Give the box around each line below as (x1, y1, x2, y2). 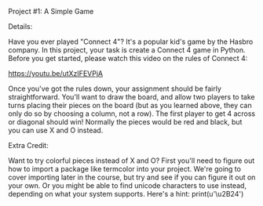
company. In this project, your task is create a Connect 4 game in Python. (8, 45, 246, 54)
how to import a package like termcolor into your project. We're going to (8, 164, 242, 173)
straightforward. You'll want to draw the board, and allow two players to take (8, 92, 255, 101)
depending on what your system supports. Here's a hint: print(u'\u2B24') (8, 190, 244, 198)
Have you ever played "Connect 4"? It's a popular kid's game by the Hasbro (8, 37, 254, 46)
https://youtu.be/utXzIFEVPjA (8, 69, 104, 78)
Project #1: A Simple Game (8, 7, 94, 16)
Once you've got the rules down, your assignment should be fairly (8, 84, 222, 93)
